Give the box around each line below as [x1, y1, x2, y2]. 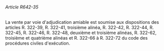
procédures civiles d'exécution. [5, 40, 70, 47]
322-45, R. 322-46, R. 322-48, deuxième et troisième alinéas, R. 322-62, [5, 30, 157, 36]
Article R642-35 [5, 4, 39, 10]
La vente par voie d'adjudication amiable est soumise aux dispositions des [5, 19, 159, 25]
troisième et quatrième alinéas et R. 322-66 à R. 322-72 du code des [5, 35, 148, 41]
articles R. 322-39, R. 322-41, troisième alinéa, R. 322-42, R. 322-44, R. [5, 25, 154, 31]
